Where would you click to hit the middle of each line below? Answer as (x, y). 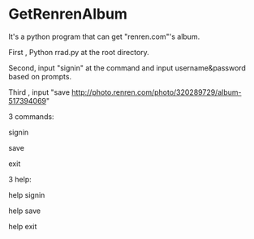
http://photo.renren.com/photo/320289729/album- (157, 92)
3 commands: (31, 116)
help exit (23, 226)
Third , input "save (39, 92)
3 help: (20, 179)
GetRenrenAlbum (68, 14)
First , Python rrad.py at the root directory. (79, 52)
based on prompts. (40, 76)
